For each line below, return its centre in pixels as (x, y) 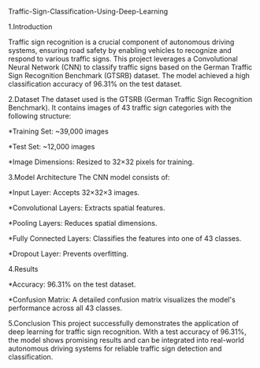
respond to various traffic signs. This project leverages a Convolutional (123, 59)
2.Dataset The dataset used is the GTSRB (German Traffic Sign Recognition (130, 99)
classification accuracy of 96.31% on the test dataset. (95, 84)
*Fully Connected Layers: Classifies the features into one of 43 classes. (125, 238)
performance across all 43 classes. (65, 308)
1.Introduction (30, 26)
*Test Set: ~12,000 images (52, 146)
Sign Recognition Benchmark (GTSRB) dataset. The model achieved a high (129, 75)
